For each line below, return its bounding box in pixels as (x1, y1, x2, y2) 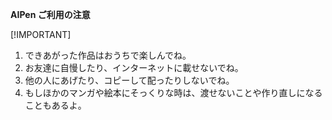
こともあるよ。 (24, 99, 87, 111)
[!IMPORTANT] (10, 29, 72, 40)
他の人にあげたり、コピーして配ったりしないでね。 (24, 74, 235, 86)
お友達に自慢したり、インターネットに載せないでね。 (24, 62, 244, 73)
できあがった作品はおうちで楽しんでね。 (24, 49, 192, 61)
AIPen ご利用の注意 (10, 9, 91, 20)
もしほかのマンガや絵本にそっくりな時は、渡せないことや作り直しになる (24, 87, 323, 98)
